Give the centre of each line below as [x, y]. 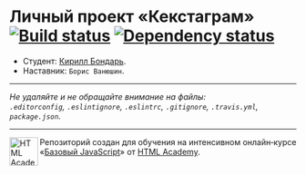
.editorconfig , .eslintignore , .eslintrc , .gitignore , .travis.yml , [134, 106]
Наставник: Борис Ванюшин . [73, 71]
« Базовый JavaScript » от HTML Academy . [120, 151]
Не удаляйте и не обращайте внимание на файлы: [108, 96]
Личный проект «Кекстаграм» [132, 17]
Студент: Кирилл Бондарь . [74, 61]
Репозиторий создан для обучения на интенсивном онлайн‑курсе [168, 141]
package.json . [35, 116]
